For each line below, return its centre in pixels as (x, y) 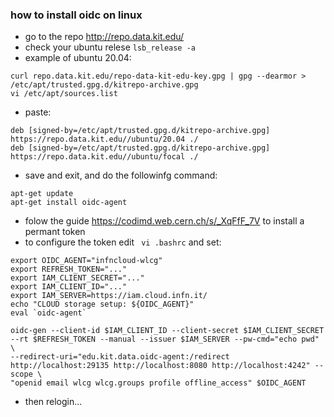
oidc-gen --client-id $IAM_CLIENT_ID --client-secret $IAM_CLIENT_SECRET (167, 331)
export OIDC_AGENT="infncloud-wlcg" (86, 261)
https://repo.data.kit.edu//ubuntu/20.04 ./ (104, 139)
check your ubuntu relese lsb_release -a (110, 47)
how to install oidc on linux (76, 15)
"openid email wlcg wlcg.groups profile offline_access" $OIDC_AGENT (158, 383)
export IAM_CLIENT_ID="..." (69, 287)
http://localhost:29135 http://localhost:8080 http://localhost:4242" (160, 366)
